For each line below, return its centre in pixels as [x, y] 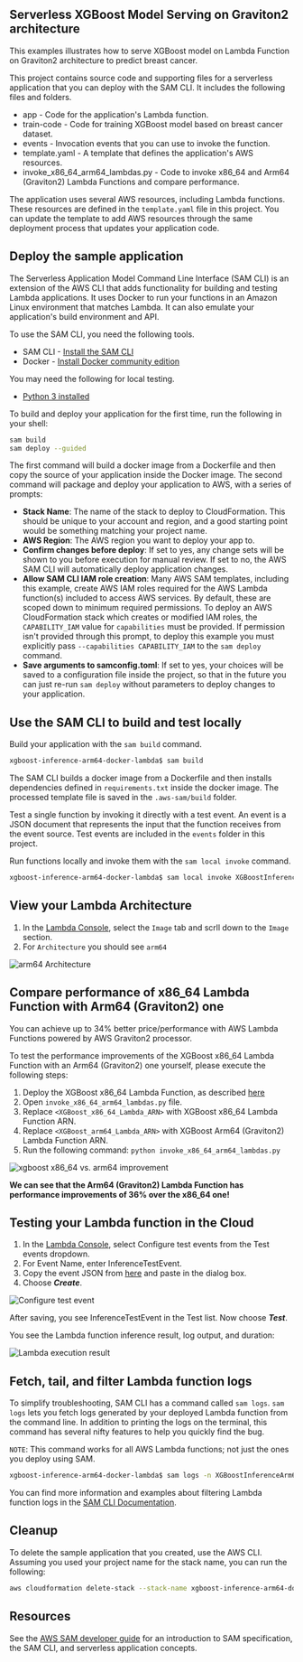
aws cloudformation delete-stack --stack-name [98, 1588]
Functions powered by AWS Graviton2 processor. [101, 1038]
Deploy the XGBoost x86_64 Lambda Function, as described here [143, 1092]
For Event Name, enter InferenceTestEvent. [102, 1264]
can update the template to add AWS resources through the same [131, 218]
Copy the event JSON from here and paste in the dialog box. [134, 1274]
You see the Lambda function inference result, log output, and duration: [142, 1335]
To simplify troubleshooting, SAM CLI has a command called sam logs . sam [147, 1403]
